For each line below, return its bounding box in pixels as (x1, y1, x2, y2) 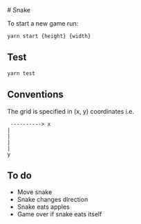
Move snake (17, 188, 53, 196)
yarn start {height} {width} (7, 33, 91, 40)
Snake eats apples (17, 203, 70, 211)
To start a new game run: (7, 19, 79, 27)
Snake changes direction (17, 196, 88, 204)
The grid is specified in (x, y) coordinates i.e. (7, 107, 135, 115)
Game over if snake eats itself (17, 210, 102, 218)
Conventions (7, 89, 64, 101)
